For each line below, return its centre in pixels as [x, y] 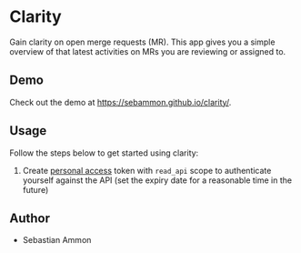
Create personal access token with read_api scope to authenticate [147, 170]
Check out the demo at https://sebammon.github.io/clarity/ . [120, 102]
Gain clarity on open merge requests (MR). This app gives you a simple [142, 42]
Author [30, 218]
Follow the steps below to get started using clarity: [104, 153]
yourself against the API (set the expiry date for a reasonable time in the [157, 180]
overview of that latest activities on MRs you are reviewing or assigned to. [148, 51]
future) [35, 189]
